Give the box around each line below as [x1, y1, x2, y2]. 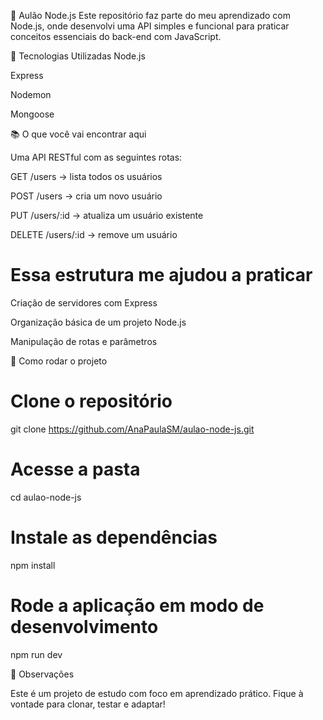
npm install [10, 559, 56, 571]
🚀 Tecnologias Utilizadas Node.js [10, 50, 146, 62]
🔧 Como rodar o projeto [10, 355, 108, 367]
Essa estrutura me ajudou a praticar [10, 264, 313, 287]
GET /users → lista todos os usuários [10, 171, 163, 182]
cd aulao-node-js [10, 491, 82, 503]
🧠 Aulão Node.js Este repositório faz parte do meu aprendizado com [10, 10, 291, 21]
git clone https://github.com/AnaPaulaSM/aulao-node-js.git [10, 423, 255, 435]
